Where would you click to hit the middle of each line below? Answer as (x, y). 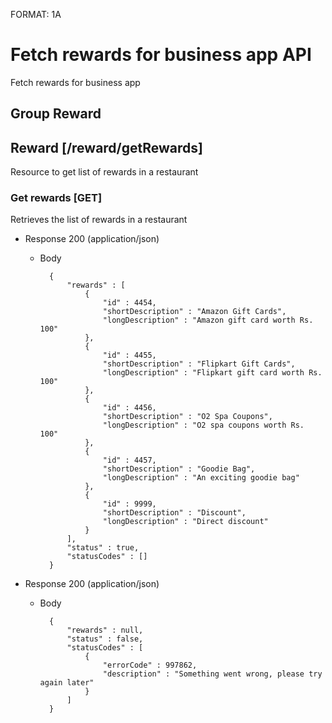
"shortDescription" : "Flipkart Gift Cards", (199, 364)
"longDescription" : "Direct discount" (185, 522)
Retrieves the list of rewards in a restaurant (99, 220)
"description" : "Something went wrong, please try (212, 674)
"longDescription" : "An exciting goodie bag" (201, 478)
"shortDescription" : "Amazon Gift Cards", (194, 312)
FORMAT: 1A (36, 14)
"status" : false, (105, 639)
